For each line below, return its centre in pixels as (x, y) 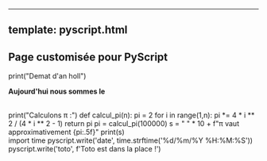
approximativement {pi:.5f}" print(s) (66, 132)
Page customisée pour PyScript (88, 57)
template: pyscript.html (68, 30)
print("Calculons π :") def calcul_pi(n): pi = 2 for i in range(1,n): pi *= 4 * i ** (132, 115)
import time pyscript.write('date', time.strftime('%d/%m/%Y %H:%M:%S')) (130, 140)
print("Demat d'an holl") (47, 76)
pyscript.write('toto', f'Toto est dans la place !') (85, 149)
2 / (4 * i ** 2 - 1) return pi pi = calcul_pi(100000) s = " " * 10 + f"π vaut (124, 124)
